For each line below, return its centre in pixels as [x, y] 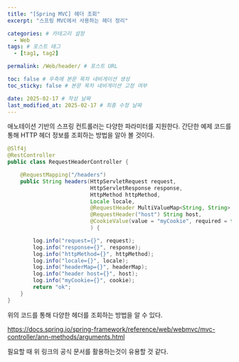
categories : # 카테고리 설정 [46, 33]
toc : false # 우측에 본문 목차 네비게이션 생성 [69, 79]
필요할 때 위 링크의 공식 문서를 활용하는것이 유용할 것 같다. [88, 351]
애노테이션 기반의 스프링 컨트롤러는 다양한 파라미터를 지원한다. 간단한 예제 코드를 [119, 126]
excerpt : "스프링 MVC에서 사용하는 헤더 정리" [68, 21]
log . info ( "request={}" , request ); [84, 241]
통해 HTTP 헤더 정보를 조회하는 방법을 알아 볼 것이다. [81, 135]
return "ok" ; [52, 287]
